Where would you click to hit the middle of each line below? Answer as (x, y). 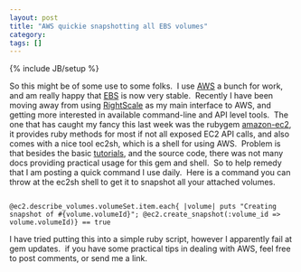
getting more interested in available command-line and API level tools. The (149, 115)
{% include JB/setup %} (54, 69)
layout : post (34, 18)
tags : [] (26, 43)
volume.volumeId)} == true (60, 222)
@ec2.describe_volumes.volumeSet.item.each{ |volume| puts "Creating (143, 207)
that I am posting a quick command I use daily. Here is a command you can (150, 173)
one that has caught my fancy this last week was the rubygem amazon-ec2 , (150, 125)
